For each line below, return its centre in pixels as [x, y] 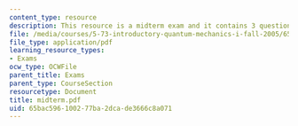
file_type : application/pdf [61, 42]
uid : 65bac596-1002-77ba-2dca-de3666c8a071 [91, 108]
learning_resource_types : [57, 51]
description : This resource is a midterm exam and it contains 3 [132, 26]
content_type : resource [53, 17]
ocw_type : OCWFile [43, 67]
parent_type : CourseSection [61, 83]
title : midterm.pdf [45, 100]
